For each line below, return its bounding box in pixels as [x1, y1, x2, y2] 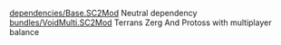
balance [9, 27, 40, 37]
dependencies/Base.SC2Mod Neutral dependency [9, 8, 198, 18]
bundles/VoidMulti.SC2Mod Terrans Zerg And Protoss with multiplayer [9, 17, 272, 28]
